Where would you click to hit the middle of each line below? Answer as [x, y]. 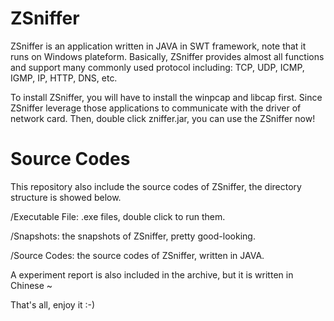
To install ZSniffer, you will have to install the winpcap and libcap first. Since [166, 97]
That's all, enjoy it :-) [53, 304]
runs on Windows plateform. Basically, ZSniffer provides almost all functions [167, 56]
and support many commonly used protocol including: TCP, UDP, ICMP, [157, 67]
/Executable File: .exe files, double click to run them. [118, 216]
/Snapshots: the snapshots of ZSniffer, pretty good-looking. [133, 236]
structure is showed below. [66, 197]
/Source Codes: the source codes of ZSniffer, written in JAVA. [137, 255]
